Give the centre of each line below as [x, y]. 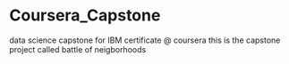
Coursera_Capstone [85, 16]
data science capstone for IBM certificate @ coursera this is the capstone [145, 40]
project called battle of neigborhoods [78, 49]
